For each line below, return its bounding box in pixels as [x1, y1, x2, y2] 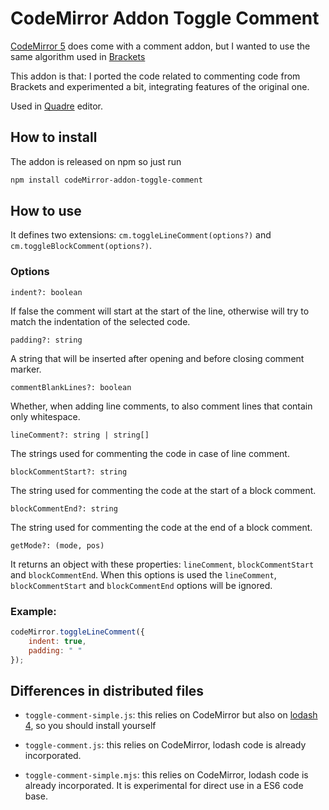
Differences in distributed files [10, 682, 205, 699]
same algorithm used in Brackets [10, 50, 146, 62]
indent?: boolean [10, 287, 83, 297]
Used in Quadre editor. [10, 100, 104, 112]
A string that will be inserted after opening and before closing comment [10, 352, 305, 364]
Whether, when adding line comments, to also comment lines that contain [10, 400, 313, 412]
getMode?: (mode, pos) [10, 540, 105, 551]
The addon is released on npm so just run [10, 155, 182, 167]
